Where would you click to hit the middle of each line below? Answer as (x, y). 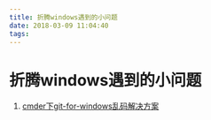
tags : (19, 34)
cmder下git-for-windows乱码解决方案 (90, 106)
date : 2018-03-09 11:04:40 (59, 26)
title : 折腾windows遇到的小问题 (63, 17)
